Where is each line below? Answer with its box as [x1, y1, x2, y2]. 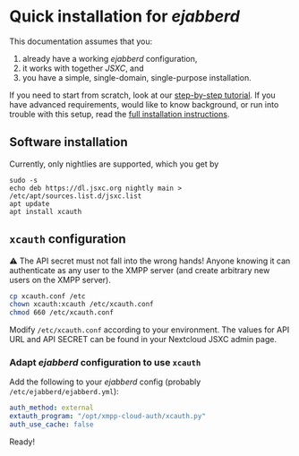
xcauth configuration [9, 231, 127, 247]
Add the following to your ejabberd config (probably [9, 376, 201, 387]
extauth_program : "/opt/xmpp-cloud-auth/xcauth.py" [9, 412, 206, 421]
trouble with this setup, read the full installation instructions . [9, 108, 230, 119]
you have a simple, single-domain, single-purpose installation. [21, 72, 252, 82]
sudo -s [9, 176, 38, 185]
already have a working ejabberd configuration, [21, 53, 198, 64]
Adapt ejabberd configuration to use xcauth [9, 357, 201, 369]
